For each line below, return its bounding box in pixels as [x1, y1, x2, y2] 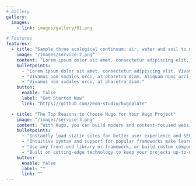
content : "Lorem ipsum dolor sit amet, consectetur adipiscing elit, [16, 57, 190, 63]
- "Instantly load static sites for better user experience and [21, 133, 181, 139]
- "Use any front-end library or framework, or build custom [21, 144, 174, 150]
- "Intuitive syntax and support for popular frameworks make [21, 139, 176, 144]
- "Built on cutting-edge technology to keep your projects [21, 149, 171, 155]
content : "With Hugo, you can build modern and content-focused [16, 122, 176, 128]
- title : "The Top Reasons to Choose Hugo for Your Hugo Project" [11, 111, 176, 117]
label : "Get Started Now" [21, 95, 85, 101]
